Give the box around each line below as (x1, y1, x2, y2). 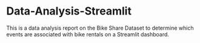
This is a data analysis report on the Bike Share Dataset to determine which (6, 24, 194, 31)
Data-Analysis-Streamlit (6, 4, 132, 18)
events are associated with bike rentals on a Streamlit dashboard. (6, 30, 170, 38)
